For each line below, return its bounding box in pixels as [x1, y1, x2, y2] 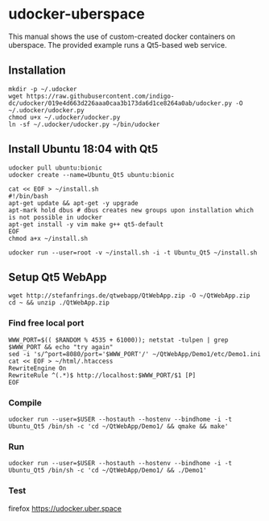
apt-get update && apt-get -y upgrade [8, 199, 139, 207]
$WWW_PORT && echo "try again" [8, 342, 114, 351]
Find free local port [8, 317, 85, 329]
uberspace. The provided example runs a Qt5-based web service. [8, 40, 227, 49]
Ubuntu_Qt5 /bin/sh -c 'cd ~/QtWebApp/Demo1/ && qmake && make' [8, 422, 229, 431]
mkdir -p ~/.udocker [8, 85, 78, 93]
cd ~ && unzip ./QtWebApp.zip [8, 299, 110, 307]
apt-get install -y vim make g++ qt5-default [8, 220, 163, 229]
